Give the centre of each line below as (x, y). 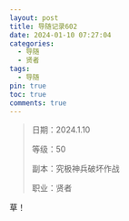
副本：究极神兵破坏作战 (75, 169)
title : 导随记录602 (44, 26)
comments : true (38, 103)
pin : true (28, 86)
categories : (32, 43)
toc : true (28, 94)
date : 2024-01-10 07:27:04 (60, 35)
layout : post (34, 18)
